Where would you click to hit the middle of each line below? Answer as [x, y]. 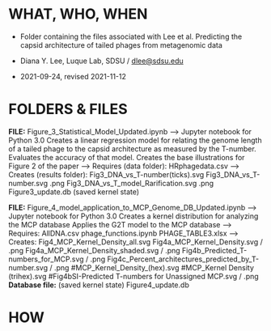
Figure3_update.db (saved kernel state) [74, 192]
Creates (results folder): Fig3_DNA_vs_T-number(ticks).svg [106, 174]
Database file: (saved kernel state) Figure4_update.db [99, 285]
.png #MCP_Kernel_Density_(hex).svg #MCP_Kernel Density [154, 267]
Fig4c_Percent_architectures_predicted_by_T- [183, 259]
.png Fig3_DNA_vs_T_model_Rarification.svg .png [132, 183]
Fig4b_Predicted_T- [214, 250]
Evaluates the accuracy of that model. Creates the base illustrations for [127, 157]
